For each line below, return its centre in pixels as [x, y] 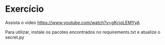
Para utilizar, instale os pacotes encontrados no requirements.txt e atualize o [83, 32]
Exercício [25, 9]
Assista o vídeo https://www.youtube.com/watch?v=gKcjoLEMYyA [72, 22]
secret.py [15, 37]
